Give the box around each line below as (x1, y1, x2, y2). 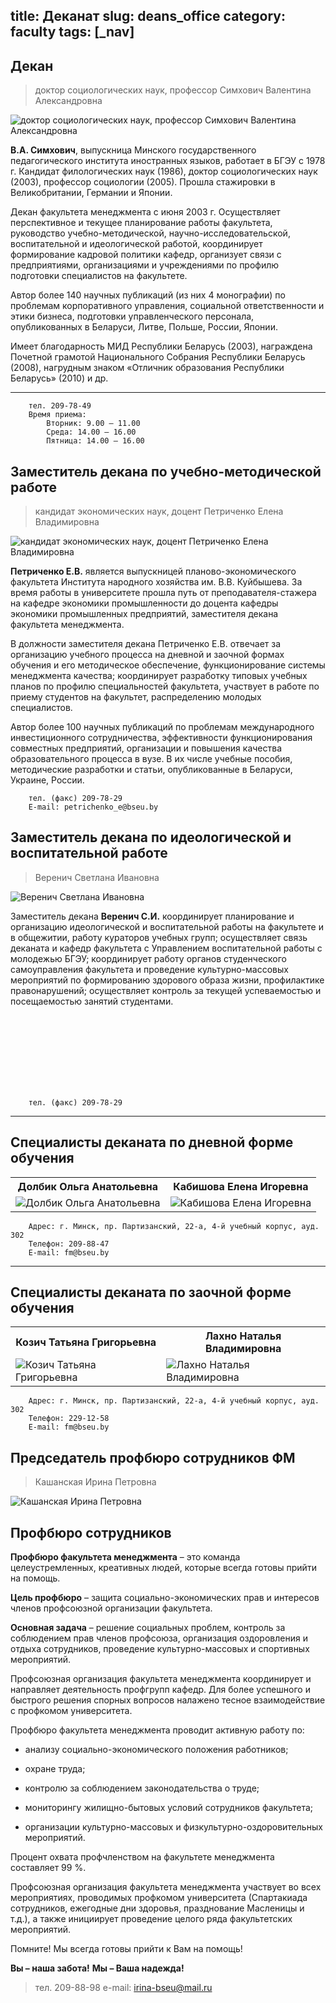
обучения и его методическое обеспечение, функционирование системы (10, 659, 326, 671)
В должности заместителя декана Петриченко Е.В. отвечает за (10, 638, 282, 650)
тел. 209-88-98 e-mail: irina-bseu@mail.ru (34, 1982, 213, 1994)
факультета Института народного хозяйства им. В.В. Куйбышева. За (10, 576, 303, 588)
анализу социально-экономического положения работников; (24, 1744, 289, 1756)
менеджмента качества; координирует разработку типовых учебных (10, 670, 308, 682)
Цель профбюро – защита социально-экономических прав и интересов (10, 1592, 320, 1604)
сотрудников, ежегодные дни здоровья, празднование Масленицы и (10, 1902, 305, 1914)
